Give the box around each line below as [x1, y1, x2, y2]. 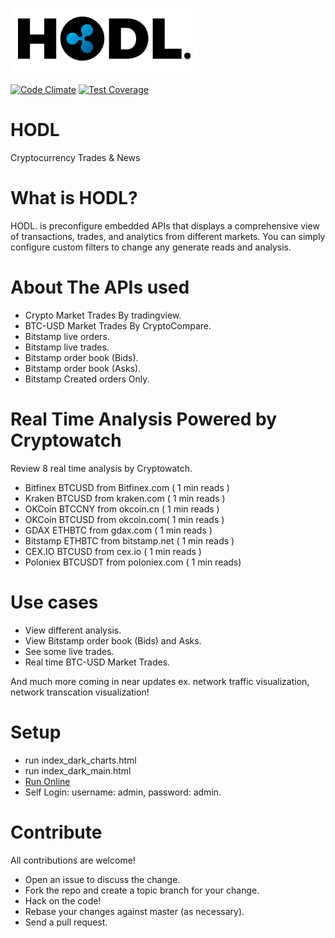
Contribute [10, 821, 103, 843]
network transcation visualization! [10, 686, 150, 698]
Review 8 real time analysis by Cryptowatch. [10, 462, 193, 474]
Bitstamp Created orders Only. [24, 373, 150, 385]
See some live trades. [24, 645, 115, 657]
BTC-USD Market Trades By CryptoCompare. [24, 319, 212, 332]
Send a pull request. [24, 916, 108, 928]
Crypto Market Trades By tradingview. [24, 309, 182, 321]
